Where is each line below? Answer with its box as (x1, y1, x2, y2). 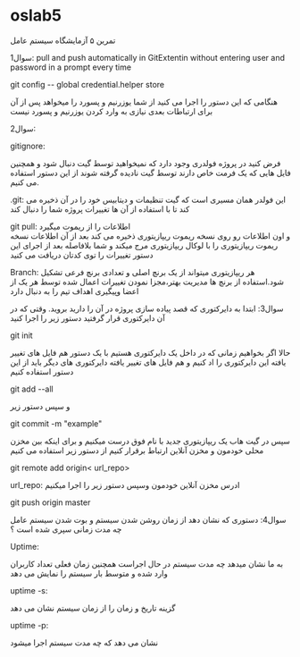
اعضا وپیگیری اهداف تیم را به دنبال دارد (10, 285, 139, 296)
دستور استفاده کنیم (10, 366, 74, 376)
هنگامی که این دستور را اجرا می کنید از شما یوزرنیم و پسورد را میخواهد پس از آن (10, 96, 278, 107)
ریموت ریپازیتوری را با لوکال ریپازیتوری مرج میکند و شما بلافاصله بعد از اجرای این (10, 240, 279, 250)
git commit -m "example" (10, 417, 103, 429)
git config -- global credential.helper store (10, 79, 165, 89)
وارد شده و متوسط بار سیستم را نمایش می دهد (10, 568, 168, 578)
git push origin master (10, 497, 91, 508)
